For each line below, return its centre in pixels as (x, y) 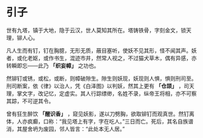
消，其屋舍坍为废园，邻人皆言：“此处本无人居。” (66, 129)
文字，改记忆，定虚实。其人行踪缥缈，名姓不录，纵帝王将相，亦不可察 (109, 93)
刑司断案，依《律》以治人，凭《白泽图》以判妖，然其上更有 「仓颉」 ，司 (98, 86)
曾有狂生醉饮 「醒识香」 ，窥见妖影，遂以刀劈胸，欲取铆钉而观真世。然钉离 (100, 114)
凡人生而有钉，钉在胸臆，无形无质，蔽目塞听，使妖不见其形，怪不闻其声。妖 (101, 50)
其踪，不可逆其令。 (30, 101)
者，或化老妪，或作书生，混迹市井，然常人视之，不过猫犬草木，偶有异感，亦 (101, 58)
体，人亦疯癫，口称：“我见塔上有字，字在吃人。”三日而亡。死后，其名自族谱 (100, 121)
